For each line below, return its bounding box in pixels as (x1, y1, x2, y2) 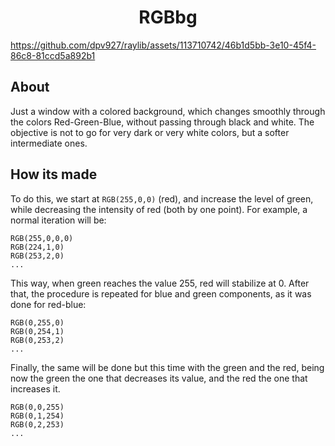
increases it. (10, 382, 61, 395)
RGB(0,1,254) (10, 411, 65, 421)
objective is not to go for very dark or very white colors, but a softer (10, 126, 290, 138)
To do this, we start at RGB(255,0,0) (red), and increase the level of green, (10, 192, 314, 205)
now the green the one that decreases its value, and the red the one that (10, 372, 308, 384)
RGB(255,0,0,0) (10, 233, 74, 243)
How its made (10, 166, 98, 183)
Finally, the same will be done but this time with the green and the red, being (10, 361, 325, 373)
